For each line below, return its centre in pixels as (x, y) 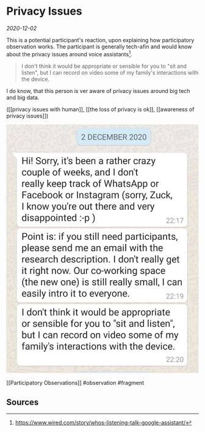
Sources (23, 402)
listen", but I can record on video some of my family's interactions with (110, 72)
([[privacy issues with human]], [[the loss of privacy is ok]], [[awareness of (100, 109)
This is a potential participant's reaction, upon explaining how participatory (100, 40)
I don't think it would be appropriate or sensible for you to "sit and (104, 66)
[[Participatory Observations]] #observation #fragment (75, 383)
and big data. (23, 97)
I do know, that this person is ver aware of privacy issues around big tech (98, 91)
